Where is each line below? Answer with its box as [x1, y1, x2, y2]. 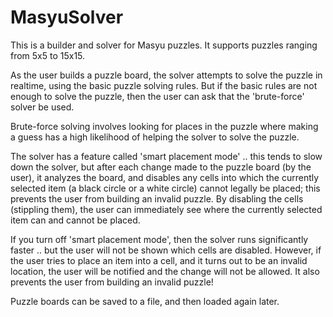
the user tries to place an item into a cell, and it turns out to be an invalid [10, 254, 308, 266]
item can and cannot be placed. [10, 214, 141, 226]
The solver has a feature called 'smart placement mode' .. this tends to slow [10, 150, 323, 162]
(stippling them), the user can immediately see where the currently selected [10, 203, 323, 215]
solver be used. [10, 101, 75, 113]
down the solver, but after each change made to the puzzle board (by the [10, 161, 312, 173]
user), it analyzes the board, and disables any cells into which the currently [10, 171, 320, 183]
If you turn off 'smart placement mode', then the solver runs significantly [10, 233, 309, 245]
